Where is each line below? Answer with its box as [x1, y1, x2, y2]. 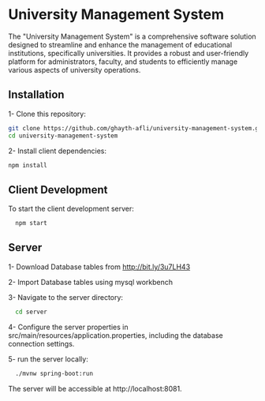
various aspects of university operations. [8, 65, 141, 74]
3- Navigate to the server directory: [8, 292, 124, 302]
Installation [8, 88, 65, 102]
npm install [8, 161, 47, 169]
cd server [15, 308, 47, 316]
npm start [15, 219, 47, 227]
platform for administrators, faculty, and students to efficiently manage [8, 57, 238, 66]
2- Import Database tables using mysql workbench [8, 277, 174, 287]
